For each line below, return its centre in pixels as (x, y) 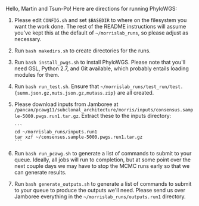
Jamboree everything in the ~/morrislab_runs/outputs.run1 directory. (100, 196)
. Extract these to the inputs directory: (125, 116)
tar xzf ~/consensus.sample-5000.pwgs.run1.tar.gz (78, 137)
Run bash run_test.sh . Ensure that (57, 86)
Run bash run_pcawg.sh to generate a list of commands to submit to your (103, 153)
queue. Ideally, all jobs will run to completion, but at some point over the (102, 160)
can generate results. (40, 172)
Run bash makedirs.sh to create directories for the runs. (83, 51)
